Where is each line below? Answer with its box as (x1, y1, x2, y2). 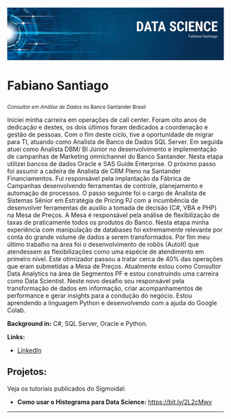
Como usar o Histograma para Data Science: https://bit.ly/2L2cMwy (16, 398, 212, 406)
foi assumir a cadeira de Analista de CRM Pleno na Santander (7, 167, 181, 175)
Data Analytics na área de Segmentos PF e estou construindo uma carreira (7, 269, 219, 278)
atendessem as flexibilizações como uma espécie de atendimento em (7, 247, 204, 256)
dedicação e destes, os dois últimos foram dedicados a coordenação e (7, 123, 208, 131)
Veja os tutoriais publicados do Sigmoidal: (7, 384, 126, 393)
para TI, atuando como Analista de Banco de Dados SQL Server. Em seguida (7, 137, 223, 145)
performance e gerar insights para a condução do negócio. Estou (7, 291, 192, 300)
